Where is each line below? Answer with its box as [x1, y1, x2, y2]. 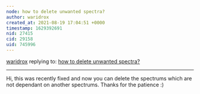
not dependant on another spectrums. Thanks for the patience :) [6, 81, 164, 88]
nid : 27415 [6, 31, 33, 37]
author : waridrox [6, 14, 49, 20]
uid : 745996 [6, 42, 36, 48]
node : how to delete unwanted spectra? [6, 8, 105, 15]
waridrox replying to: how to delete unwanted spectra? [6, 57, 140, 65]
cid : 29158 [6, 36, 33, 42]
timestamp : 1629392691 [6, 25, 62, 31]
